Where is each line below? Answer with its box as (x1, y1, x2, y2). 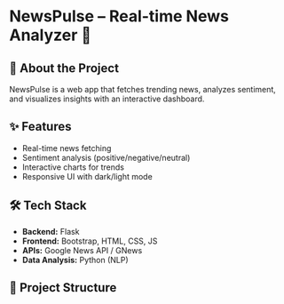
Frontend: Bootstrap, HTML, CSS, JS (21, 236, 158, 246)
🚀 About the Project (9, 60, 120, 76)
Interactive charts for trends (21, 162, 125, 172)
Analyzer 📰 (9, 25, 91, 45)
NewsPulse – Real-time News (9, 6, 229, 27)
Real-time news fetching (21, 142, 112, 153)
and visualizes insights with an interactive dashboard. (9, 93, 205, 104)
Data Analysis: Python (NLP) (21, 254, 129, 265)
